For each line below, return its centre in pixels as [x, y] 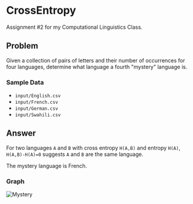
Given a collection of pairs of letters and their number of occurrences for [96, 60]
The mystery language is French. [47, 166]
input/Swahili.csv [38, 115]
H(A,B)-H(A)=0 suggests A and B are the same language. [75, 154]
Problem [22, 46]
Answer [21, 133]
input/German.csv [36, 109]
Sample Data [25, 82]
